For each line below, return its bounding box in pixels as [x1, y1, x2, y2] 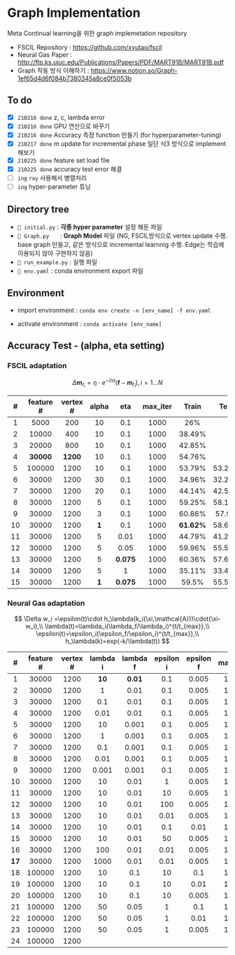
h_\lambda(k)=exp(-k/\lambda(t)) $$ [65, 637, 170, 645]
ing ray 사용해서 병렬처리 [17, 174, 87, 182]
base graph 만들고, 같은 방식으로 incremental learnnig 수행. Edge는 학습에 [17, 241, 225, 249]
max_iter [142, 402, 173, 412]
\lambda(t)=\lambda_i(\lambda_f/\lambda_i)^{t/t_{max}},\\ [44, 622, 210, 630]
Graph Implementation [7, 5, 141, 21]
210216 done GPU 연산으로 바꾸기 [17, 121, 111, 130]
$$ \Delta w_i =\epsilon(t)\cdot [14, 614, 103, 623]
